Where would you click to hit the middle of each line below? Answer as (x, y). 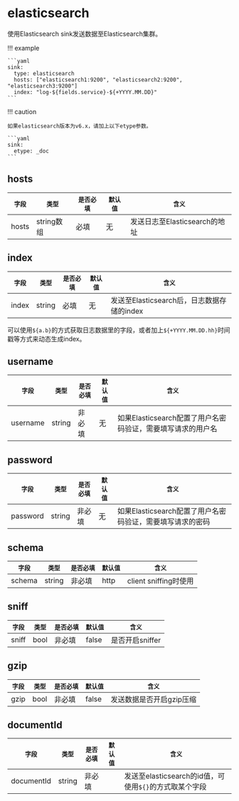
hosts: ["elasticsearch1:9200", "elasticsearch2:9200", (98, 80)
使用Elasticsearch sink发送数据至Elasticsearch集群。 (85, 33)
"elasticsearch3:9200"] (43, 86)
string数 (50, 221)
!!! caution (22, 111)
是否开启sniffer (136, 640)
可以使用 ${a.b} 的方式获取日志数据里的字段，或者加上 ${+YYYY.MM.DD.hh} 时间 (119, 330)
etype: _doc (32, 151)
